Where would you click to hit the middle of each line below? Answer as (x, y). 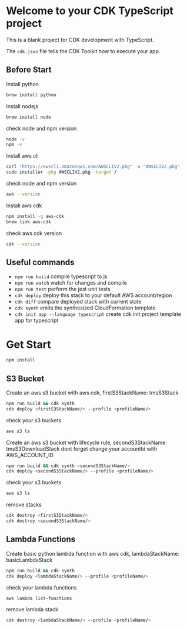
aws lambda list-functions (39, 598)
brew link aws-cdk (29, 222)
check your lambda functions (41, 587)
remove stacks (24, 505)
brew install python (31, 95)
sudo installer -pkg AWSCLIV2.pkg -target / (61, 172)
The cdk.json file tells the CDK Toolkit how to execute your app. (83, 51)
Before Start (29, 70)
